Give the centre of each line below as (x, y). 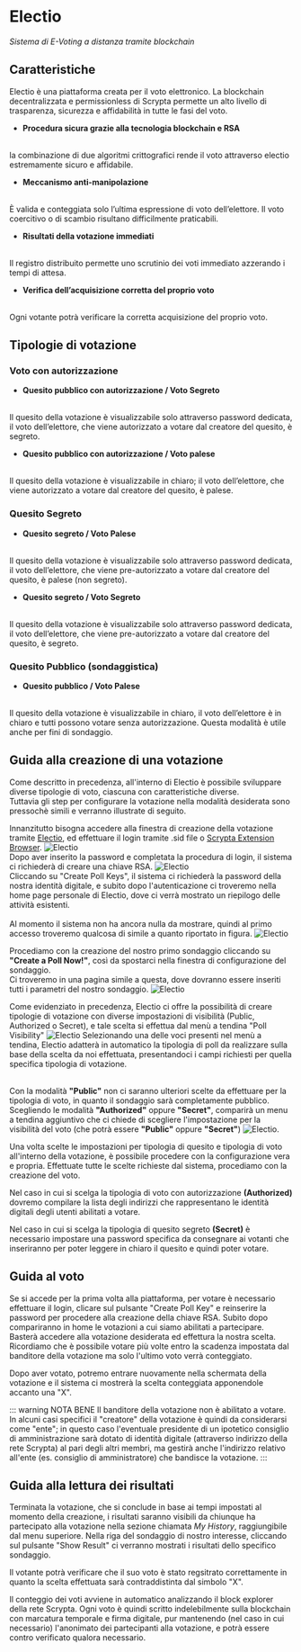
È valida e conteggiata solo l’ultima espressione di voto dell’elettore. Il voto (147, 209)
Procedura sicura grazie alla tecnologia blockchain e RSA (131, 128)
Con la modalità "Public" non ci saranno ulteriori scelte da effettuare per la (148, 1091)
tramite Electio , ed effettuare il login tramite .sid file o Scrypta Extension (142, 838)
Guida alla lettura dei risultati (92, 1486)
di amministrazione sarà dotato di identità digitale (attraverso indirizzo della (148, 1438)
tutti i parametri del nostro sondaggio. (79, 989)
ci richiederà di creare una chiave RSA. (81, 866)
